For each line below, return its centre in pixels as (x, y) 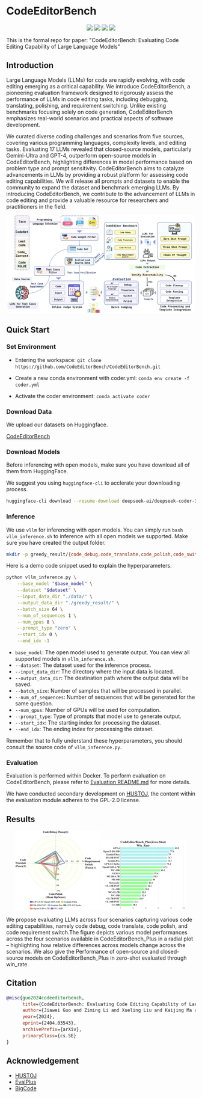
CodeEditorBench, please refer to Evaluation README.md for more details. (99, 782)
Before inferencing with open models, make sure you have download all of (98, 465)
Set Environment (31, 347)
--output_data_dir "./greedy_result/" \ (68, 603)
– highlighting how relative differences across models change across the (96, 945)
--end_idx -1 (33, 641)
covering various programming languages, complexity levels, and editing (96, 143)
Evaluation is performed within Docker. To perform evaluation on (86, 776)
